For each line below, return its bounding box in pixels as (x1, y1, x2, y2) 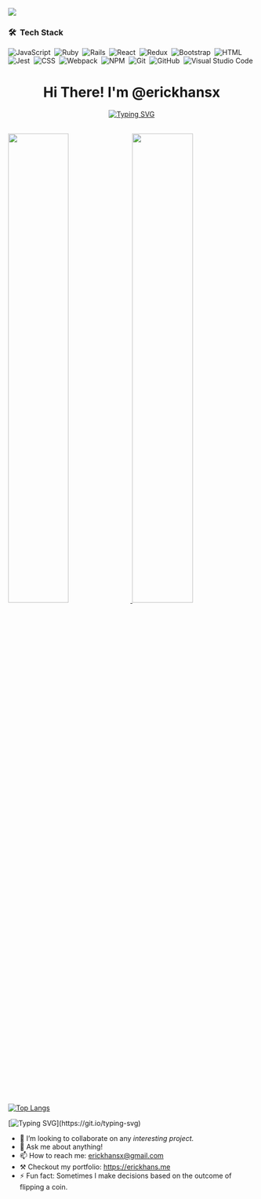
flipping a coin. (19, 1182, 68, 1191)
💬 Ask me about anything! (19, 1142, 103, 1151)
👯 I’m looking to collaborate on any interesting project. (19, 1133, 194, 1142)
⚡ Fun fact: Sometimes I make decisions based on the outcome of (19, 1171, 232, 1180)
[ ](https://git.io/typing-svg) (8, 1118, 141, 1128)
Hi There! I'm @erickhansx (42, 83, 221, 101)
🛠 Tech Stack (8, 27, 64, 38)
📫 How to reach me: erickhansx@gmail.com (19, 1150, 165, 1160)
